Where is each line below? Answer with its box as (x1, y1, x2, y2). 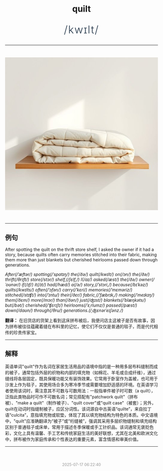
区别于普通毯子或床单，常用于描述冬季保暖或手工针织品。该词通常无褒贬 (5, 424, 149, 430)
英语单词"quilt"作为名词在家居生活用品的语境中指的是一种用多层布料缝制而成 (5, 363, 158, 369)
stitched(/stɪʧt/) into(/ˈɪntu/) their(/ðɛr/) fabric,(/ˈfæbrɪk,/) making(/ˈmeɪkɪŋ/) (5, 292, 155, 298)
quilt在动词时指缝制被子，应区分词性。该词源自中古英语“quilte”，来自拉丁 (5, 406, 152, 412)
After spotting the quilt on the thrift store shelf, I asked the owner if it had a (5, 246, 154, 252)
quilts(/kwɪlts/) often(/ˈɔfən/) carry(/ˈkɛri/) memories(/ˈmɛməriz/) (5, 287, 132, 292)
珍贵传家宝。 (13, 330, 39, 335)
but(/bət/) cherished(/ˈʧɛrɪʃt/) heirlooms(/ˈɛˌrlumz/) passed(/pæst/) (5, 302, 137, 308)
